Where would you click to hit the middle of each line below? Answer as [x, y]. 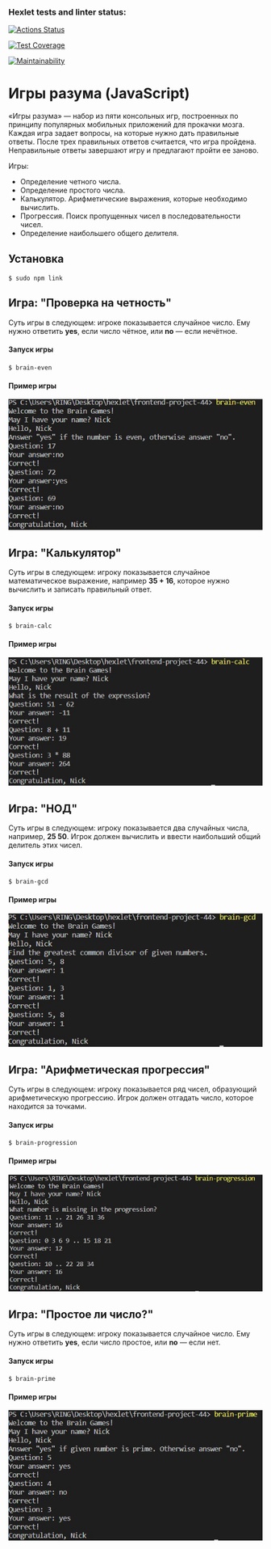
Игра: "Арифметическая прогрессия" [109, 1070]
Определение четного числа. [70, 182]
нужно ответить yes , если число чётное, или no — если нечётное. [123, 331]
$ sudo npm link [35, 279]
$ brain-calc [30, 626]
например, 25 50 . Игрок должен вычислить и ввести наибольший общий [134, 837]
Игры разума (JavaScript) [99, 93]
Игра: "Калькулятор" [65, 553]
